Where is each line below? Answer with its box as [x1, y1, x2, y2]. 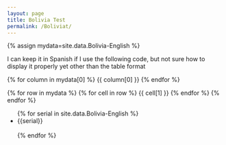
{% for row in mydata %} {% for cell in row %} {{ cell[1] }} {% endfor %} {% [7, 89, 221, 97]
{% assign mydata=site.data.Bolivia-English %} [7, 42, 140, 50]
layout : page [7, 10, 45, 17]
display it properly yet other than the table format [7, 63, 146, 71]
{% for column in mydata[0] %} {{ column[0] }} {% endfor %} [7, 76, 180, 84]
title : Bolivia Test [7, 16, 66, 23]
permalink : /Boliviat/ [7, 23, 72, 30]
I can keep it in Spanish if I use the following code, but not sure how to [7, 55, 205, 63]
